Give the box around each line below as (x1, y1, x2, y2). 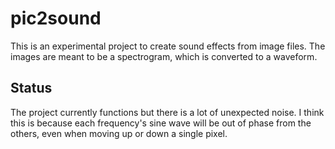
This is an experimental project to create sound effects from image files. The (10, 40, 326, 52)
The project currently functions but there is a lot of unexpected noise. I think (10, 106, 325, 118)
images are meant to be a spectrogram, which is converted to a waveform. (10, 50, 318, 62)
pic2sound (10, 7, 102, 30)
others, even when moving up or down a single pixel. (10, 127, 228, 139)
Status (10, 80, 53, 97)
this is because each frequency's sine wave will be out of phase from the (10, 117, 312, 129)
